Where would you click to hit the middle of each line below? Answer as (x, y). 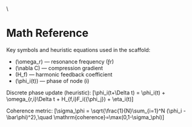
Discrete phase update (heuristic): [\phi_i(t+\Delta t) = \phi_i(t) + (86, 93)
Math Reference (48, 33)
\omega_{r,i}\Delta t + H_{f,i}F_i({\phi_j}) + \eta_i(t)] (70, 99)
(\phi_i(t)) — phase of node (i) (52, 80)
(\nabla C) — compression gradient (59, 68)
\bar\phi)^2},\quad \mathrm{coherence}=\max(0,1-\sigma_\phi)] (85, 117)
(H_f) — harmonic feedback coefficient (64, 74)
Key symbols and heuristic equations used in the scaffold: (78, 50)
